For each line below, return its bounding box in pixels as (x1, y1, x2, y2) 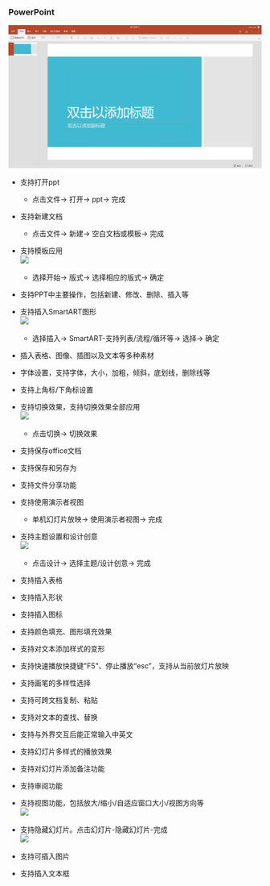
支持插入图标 (19, 609, 63, 619)
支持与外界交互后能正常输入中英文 (19, 729, 133, 739)
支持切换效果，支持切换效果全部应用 (19, 401, 141, 411)
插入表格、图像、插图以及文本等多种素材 (19, 350, 154, 360)
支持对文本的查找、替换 (19, 712, 98, 722)
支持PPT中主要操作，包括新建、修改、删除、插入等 (19, 289, 189, 299)
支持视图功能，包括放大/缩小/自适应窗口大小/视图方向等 (19, 797, 204, 808)
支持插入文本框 (19, 868, 70, 878)
